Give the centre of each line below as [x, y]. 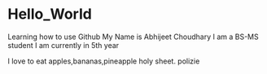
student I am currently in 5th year [63, 45]
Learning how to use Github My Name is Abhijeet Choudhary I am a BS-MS [133, 37]
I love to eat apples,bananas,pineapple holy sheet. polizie [104, 61]
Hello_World [50, 14]
